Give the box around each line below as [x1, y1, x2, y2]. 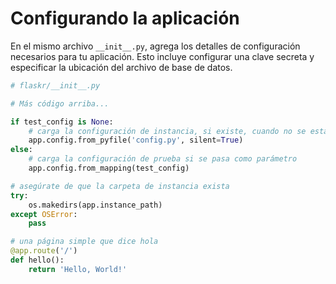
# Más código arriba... [10, 98, 110, 109]
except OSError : [10, 209, 78, 219]
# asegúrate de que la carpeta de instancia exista [10, 181, 230, 191]
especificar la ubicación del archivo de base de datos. [10, 61, 233, 73]
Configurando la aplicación [10, 7, 240, 30]
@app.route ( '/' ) [10, 246, 78, 256]
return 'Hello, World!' [28, 264, 128, 274]
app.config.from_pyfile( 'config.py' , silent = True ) [28, 135, 244, 146]
